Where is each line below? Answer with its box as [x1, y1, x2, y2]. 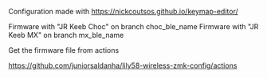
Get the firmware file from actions [8, 46, 120, 54]
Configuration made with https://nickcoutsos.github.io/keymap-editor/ [8, 7, 238, 16]
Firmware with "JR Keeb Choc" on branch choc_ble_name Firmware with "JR [8, 22, 259, 31]
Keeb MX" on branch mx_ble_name [8, 31, 124, 39]
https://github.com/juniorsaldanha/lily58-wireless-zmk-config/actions [8, 61, 238, 70]
